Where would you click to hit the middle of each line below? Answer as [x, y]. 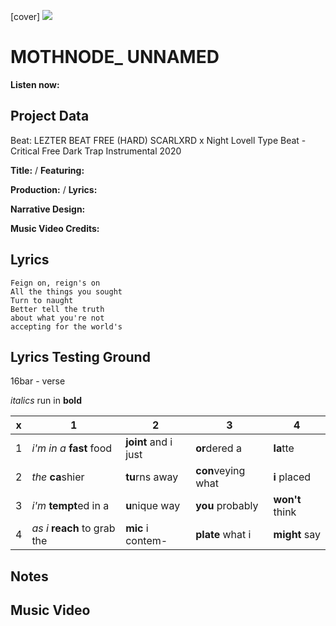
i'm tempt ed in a [70, 506]
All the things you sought [66, 291]
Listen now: [35, 84]
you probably [227, 506]
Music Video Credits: [55, 228]
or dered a [218, 448]
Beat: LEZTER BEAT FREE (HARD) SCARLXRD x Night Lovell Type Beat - [158, 140]
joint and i [149, 442]
